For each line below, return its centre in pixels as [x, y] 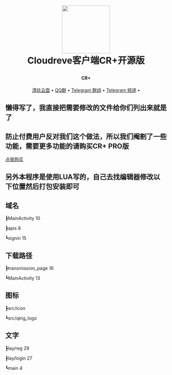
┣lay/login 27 [19, 358]
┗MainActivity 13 [23, 278]
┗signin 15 [16, 238]
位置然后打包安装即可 [46, 187]
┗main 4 [14, 368]
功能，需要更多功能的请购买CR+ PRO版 [67, 146]
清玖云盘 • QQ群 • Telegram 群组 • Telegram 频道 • [86, 90]
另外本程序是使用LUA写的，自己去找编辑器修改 [79, 177]
